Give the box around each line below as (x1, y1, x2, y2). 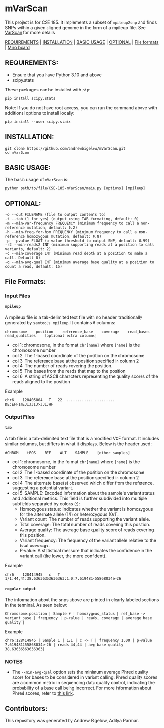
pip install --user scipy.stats (5, 119, 71, 124)
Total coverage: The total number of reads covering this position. (19, 521, 151, 527)
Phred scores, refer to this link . (12, 690, 74, 696)
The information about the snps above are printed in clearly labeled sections (5, 597, 159, 603)
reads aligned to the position (12, 378, 70, 384)
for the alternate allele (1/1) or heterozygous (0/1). (19, 511, 119, 517)
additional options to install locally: (5, 110, 75, 116)
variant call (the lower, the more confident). (19, 553, 107, 559)
